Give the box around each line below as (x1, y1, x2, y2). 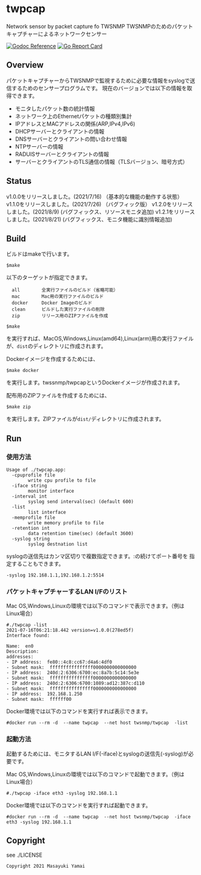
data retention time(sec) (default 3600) (28, 530, 134, 537)
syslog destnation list (28, 541, 88, 547)
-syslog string (12, 536, 50, 542)
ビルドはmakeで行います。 (6, 251, 73, 258)
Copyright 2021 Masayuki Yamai (6, 863, 85, 870)
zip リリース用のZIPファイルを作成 (12, 313, 108, 319)
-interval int (12, 493, 47, 499)
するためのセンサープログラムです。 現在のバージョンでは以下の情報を (11, 84, 187, 92)
